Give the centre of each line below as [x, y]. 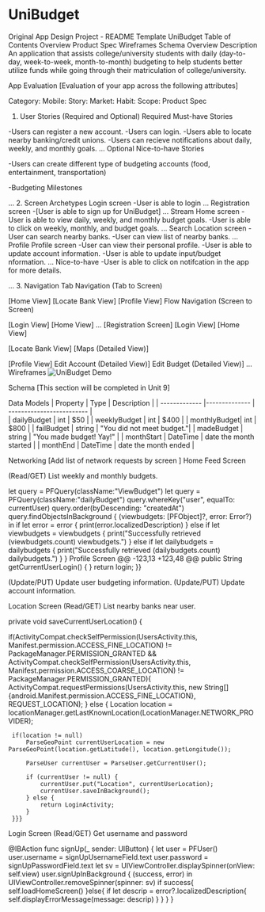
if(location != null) [47, 735]
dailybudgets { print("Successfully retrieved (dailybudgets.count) [114, 550]
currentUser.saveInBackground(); [95, 791]
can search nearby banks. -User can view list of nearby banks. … [132, 236]
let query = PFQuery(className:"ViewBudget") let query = [104, 491]
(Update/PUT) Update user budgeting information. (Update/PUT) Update [127, 582]
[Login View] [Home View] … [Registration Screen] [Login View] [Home [124, 324]
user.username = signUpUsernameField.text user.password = [108, 857]
